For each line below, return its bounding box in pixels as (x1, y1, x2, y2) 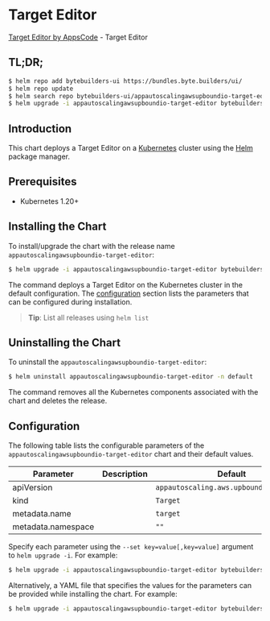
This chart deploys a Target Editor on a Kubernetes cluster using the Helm (8, 143, 253, 153)
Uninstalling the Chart (8, 336, 121, 350)
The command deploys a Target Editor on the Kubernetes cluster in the (8, 279, 243, 289)
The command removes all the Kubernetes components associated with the (8, 387, 259, 397)
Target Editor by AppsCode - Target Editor (8, 32, 149, 42)
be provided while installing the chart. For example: (8, 589, 178, 598)
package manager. (8, 151, 71, 162)
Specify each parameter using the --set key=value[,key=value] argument (8, 542, 254, 552)
